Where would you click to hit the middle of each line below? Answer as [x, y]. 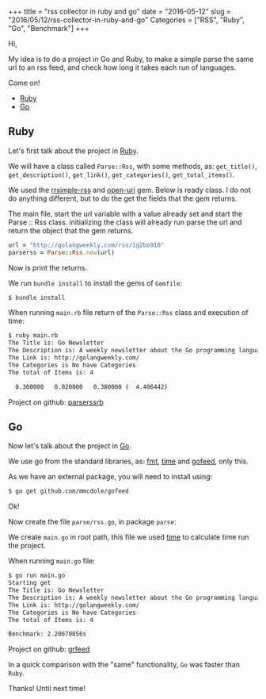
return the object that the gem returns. [71, 230]
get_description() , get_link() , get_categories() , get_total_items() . [122, 175]
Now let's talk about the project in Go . [70, 446]
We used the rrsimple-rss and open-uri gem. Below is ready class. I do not [129, 190]
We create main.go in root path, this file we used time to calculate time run [129, 537]
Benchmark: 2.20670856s [47, 634]
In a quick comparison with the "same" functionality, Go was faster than [124, 665]
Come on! [24, 83]
